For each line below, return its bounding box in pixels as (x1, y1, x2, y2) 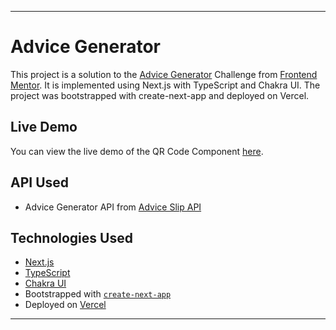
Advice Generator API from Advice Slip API (24, 201, 202, 213)
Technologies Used (10, 229, 133, 246)
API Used (10, 174, 70, 191)
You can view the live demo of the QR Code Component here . (10, 145, 264, 157)
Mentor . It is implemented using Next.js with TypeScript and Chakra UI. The (10, 79, 321, 91)
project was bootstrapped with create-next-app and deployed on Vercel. (10, 89, 310, 101)
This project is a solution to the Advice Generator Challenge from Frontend (10, 68, 318, 80)
